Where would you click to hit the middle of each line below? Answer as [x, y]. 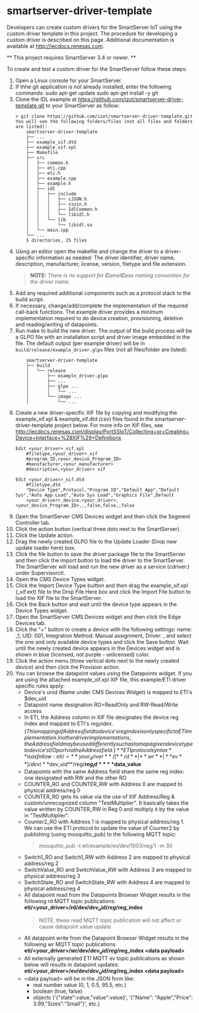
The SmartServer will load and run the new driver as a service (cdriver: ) [102, 566]
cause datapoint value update [75, 927]
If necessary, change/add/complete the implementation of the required [102, 305]
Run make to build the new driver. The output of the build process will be [104, 330]
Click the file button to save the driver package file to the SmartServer [100, 554]
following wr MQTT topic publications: [70, 944]
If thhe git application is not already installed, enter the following [93, 86]
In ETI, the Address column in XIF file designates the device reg [101, 717]
